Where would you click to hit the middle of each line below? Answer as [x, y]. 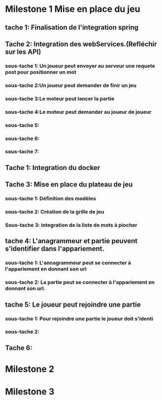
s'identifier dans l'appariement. [55, 249]
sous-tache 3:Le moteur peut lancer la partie [60, 98]
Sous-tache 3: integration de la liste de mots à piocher [71, 225]
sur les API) [23, 52]
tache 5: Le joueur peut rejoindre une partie [73, 304]
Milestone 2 [30, 369]
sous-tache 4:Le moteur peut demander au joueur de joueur [78, 112]
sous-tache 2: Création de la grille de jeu [55, 212]
